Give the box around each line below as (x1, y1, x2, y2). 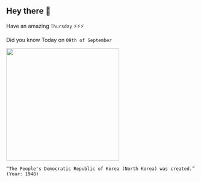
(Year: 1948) (6, 171, 39, 177)
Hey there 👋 (6, 6, 51, 16)
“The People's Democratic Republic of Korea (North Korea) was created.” (6, 166, 196, 172)
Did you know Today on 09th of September (6, 36, 113, 43)
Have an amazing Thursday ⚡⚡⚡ (6, 22, 84, 29)
